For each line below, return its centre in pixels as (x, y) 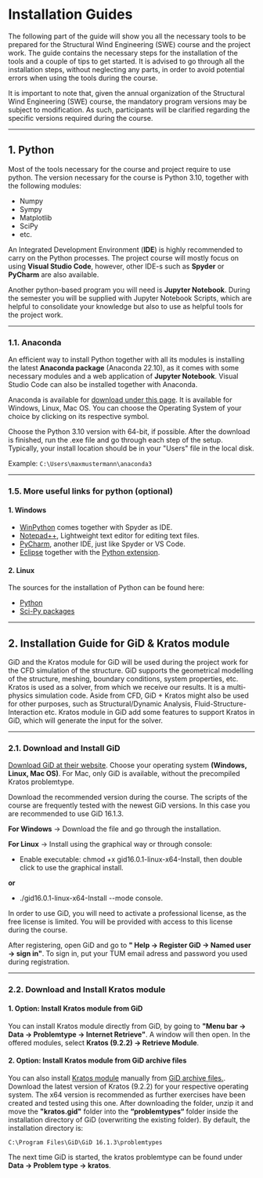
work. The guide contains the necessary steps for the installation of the (123, 53)
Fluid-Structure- (220, 704)
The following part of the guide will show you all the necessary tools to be (127, 36)
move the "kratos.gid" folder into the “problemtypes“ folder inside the (123, 1111)
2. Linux (22, 570)
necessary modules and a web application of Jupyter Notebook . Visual (123, 376)
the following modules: (45, 185)
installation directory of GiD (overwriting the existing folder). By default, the (129, 1119)
